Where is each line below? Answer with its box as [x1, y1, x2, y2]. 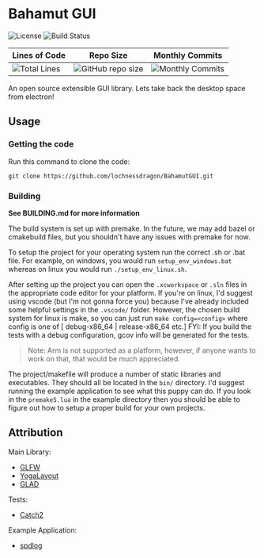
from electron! [8, 92, 55, 101]
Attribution [8, 426, 63, 440]
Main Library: [8, 447, 51, 457]
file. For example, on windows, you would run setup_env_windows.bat [8, 255, 232, 266]
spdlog [19, 541, 43, 550]
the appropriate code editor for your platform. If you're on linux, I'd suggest [8, 288, 253, 297]
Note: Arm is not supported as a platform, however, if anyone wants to [27, 346, 256, 355]
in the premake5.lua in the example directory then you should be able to [8, 394, 241, 404]
